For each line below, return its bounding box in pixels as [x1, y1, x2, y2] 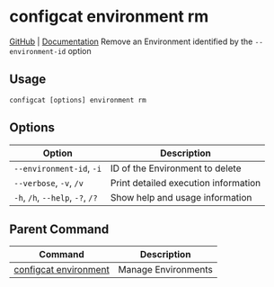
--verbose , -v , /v [13, 176, 84, 189]
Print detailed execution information [110, 176, 261, 189]
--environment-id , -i [13, 162, 102, 175]
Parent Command [9, 221, 110, 237]
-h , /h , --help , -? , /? [13, 191, 98, 203]
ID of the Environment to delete [110, 162, 242, 175]
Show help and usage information [110, 191, 252, 203]
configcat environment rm [9, 6, 209, 27]
